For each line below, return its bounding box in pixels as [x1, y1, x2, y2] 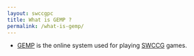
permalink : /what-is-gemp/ [7, 23, 84, 29]
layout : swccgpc [7, 10, 53, 17]
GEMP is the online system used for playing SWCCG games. [16, 42, 187, 50]
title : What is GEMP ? [7, 16, 72, 23]
